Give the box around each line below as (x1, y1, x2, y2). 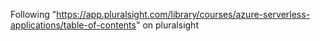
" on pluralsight (135, 19, 199, 31)
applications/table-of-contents (10, 19, 137, 31)
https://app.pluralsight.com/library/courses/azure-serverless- (56, 9, 311, 20)
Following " (10, 9, 57, 20)
